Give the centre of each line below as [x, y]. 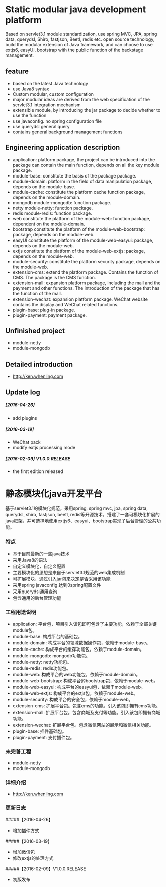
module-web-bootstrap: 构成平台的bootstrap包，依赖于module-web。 [85, 681]
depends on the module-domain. [47, 197]
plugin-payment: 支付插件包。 [44, 738]
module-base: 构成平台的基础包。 [48, 637]
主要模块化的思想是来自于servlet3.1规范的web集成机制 [68, 572]
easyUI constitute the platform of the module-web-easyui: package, [83, 240]
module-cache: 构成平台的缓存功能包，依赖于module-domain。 [78, 649]
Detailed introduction [39, 364]
